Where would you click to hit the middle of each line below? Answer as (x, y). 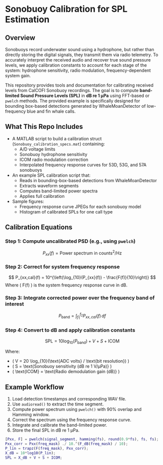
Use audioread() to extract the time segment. (58, 404)
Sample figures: (28, 201)
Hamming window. (31, 415)
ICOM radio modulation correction (54, 159)
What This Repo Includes (44, 127)
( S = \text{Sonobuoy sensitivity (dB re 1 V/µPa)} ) (62, 366)
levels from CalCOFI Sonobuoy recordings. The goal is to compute (72, 90)
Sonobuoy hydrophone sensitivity (53, 154)
